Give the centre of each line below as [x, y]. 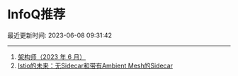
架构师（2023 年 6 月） [52, 56]
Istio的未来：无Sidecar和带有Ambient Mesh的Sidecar [95, 65]
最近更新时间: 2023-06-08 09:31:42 [59, 35]
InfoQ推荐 [36, 14]
